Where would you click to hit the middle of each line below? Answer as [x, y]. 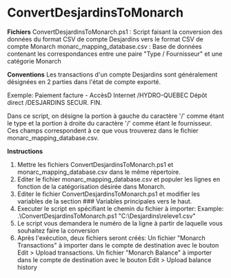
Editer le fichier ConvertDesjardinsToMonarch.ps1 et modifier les [108, 194]
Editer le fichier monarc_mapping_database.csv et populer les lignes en [119, 179]
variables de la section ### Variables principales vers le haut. [104, 201]
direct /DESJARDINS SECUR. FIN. [54, 102]
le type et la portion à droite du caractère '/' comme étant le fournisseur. [110, 123]
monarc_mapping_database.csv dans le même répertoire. [99, 172]
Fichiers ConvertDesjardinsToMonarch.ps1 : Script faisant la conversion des [115, 32]
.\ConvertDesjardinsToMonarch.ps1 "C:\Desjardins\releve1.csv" [106, 216]
